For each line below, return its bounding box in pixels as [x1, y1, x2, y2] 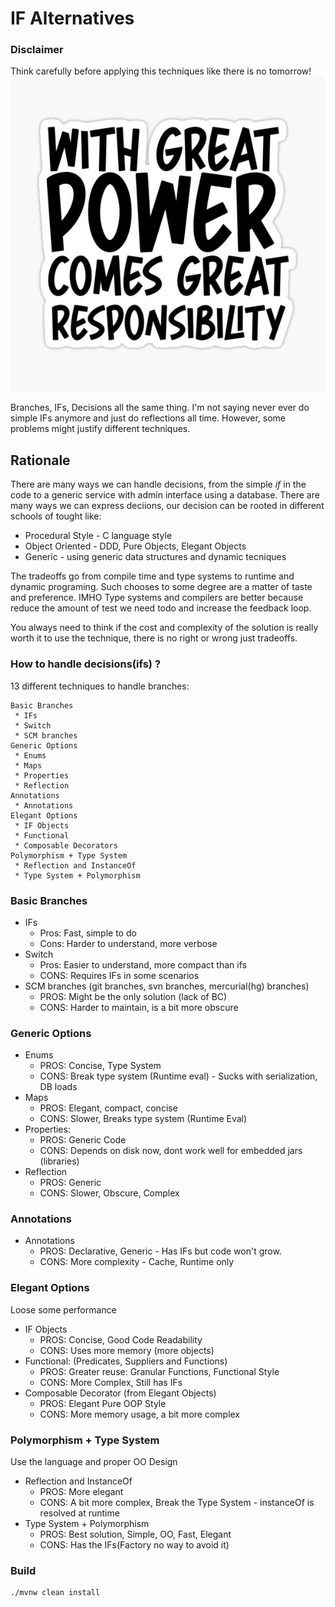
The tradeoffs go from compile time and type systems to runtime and [10, 570, 295, 582]
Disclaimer [10, 43, 64, 57]
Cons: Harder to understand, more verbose [39, 937, 218, 949]
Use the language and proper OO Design [10, 1456, 178, 1468]
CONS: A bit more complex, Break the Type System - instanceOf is [39, 1497, 315, 1509]
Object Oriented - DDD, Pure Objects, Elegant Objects [24, 540, 247, 552]
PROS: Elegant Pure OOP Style [39, 1397, 167, 1409]
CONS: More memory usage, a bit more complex [39, 1408, 241, 1420]
